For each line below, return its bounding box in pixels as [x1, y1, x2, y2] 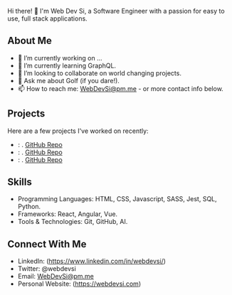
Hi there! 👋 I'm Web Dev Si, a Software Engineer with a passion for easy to [7, 7, 226, 15]
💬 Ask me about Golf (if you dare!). [17, 76, 120, 85]
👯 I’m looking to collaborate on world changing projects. [17, 68, 181, 77]
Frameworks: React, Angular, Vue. [17, 210, 118, 218]
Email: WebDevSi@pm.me [17, 272, 94, 281]
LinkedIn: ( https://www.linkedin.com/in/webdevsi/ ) [17, 257, 166, 266]
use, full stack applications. [7, 14, 88, 23]
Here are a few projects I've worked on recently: [7, 127, 149, 135]
